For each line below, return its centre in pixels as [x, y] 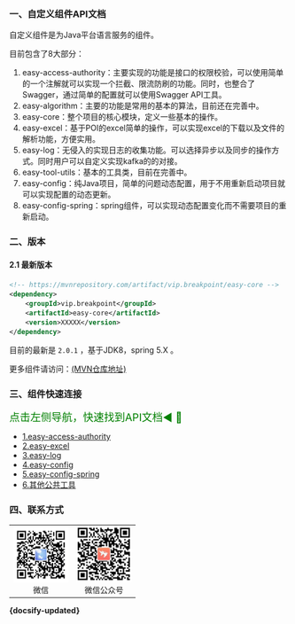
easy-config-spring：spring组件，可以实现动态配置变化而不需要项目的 [150, 206]
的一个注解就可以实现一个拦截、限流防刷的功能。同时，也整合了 [138, 84]
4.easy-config [47, 464]
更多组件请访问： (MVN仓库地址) [68, 369]
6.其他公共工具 [49, 484]
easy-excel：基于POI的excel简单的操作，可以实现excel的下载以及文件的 [153, 128]
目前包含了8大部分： [47, 54]
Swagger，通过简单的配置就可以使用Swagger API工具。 [124, 95]
